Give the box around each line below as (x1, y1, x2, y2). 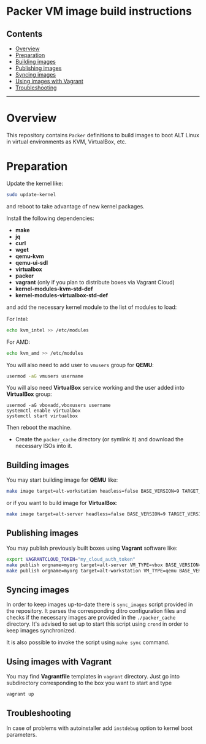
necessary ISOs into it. (15, 442, 72, 450)
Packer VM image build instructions (6, 4, 192, 18)
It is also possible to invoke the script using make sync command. (6, 639, 170, 646)
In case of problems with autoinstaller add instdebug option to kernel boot (6, 724, 193, 732)
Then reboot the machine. (6, 424, 72, 431)
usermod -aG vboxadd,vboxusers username (6, 403, 112, 409)
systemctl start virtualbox (6, 413, 78, 419)
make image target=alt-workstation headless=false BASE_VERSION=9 (6, 488, 180, 495)
